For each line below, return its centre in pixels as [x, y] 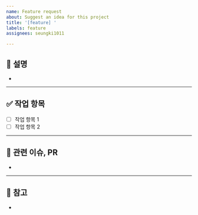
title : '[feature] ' [32, 22]
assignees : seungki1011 [35, 34]
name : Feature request [34, 11]
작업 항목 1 [27, 119]
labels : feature [26, 28]
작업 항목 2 [27, 127]
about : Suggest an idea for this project [58, 17]
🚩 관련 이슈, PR [32, 153]
